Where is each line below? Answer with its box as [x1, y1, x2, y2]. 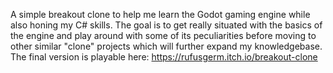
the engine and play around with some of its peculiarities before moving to [10, 30, 317, 41]
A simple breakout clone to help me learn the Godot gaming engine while [10, 9, 311, 20]
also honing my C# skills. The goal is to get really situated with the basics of [10, 19, 323, 31]
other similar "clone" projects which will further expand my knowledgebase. [10, 40, 323, 52]
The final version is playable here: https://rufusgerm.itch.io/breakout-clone [10, 51, 318, 63]
